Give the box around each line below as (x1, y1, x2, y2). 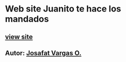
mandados (5, 13, 49, 25)
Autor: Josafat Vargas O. (5, 49, 82, 57)
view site (5, 33, 33, 41)
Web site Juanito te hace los (5, 3, 122, 14)
